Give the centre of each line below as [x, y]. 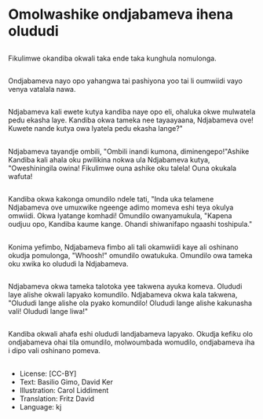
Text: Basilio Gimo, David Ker [66, 381]
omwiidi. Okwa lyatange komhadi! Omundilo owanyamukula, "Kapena [120, 216]
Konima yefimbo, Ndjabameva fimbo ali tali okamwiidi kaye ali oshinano [123, 247]
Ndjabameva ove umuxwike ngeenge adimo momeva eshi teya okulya [121, 208]
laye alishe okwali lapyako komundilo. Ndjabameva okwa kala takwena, [123, 294]
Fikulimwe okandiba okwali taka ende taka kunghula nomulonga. [113, 58]
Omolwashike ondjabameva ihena [121, 15]
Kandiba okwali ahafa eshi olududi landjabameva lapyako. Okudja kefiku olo [131, 334]
